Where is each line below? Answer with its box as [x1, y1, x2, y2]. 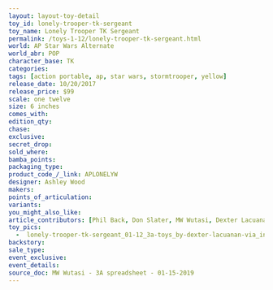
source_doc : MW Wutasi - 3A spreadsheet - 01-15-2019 [8, 269, 195, 277]
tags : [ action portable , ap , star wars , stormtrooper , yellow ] [8, 72, 227, 80]
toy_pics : [8, 223, 42, 232]
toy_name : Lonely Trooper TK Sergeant [8, 27, 140, 35]
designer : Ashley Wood [8, 178, 85, 187]
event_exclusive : [8, 253, 67, 262]
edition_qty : [8, 118, 53, 126]
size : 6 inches [8, 102, 60, 110]
